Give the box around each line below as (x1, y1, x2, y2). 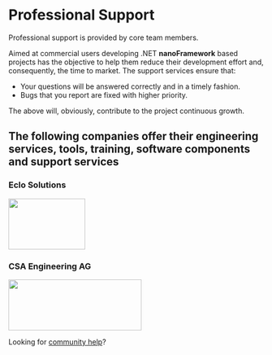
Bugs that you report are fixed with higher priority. (19, 90, 188, 99)
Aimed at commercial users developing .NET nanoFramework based (8, 48, 238, 58)
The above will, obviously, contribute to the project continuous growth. (8, 106, 245, 116)
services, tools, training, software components (8, 142, 250, 156)
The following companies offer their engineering (8, 129, 259, 143)
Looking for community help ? (8, 336, 107, 347)
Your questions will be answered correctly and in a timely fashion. (19, 81, 241, 91)
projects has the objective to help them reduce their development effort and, (8, 57, 264, 67)
